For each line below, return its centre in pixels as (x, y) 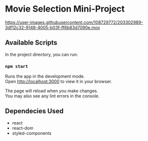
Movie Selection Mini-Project (65, 9)
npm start (16, 66)
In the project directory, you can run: (41, 54)
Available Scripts (31, 43)
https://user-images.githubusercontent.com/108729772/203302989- (74, 22)
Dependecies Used (34, 111)
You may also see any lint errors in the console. (52, 96)
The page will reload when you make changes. (52, 91)
